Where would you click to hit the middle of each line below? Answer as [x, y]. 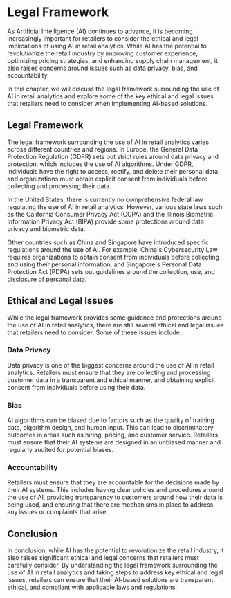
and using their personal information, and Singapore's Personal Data [104, 264]
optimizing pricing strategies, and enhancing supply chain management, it [112, 60]
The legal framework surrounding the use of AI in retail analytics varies [108, 142]
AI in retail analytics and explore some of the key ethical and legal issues [111, 96]
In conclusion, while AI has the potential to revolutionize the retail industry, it [115, 550]
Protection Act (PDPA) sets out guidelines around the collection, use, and [111, 271]
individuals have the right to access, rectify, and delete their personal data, [113, 171]
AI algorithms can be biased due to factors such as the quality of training [111, 420]
